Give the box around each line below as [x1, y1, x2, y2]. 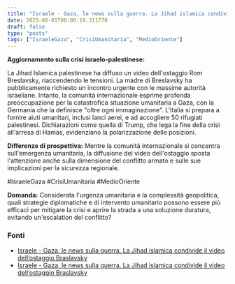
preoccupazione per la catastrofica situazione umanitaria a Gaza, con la [7, 98, 215, 107]
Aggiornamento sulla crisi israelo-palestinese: [7, 55, 145, 63]
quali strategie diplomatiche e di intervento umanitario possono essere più [7, 198, 221, 207]
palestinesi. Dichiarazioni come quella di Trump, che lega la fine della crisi [7, 121, 220, 129]
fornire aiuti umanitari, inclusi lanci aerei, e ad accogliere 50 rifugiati [7, 113, 203, 122]
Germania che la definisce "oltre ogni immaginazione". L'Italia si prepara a [7, 106, 220, 114]
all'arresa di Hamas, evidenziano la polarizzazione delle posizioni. [7, 128, 197, 137]
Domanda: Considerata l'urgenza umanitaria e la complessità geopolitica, [7, 191, 220, 200]
